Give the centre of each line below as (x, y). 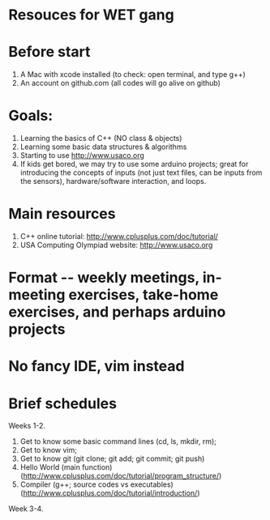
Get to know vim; (48, 450)
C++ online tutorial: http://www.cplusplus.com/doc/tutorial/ (119, 236)
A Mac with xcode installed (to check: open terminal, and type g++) (133, 75)
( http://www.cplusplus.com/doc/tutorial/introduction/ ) (110, 493)
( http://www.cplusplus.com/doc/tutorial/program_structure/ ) (121, 476)
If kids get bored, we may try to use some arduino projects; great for (134, 164)
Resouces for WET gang (91, 15)
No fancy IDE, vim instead (96, 367)
